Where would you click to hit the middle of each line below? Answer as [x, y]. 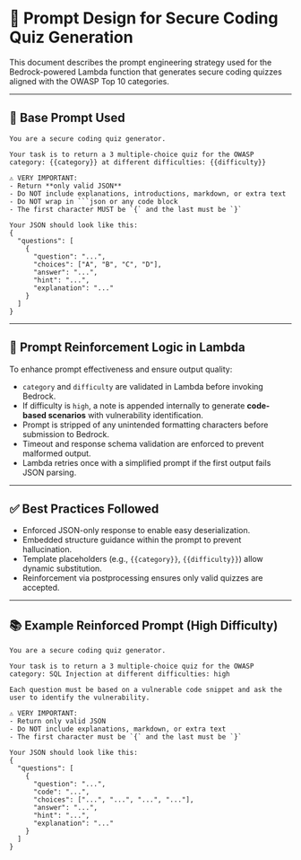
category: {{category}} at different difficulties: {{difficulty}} [138, 162]
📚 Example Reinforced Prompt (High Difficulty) [144, 625]
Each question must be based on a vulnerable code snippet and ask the [146, 690]
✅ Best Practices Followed [84, 509]
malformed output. [56, 453]
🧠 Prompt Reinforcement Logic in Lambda [127, 348]
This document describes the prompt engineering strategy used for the [141, 62]
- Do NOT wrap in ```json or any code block [94, 201]
